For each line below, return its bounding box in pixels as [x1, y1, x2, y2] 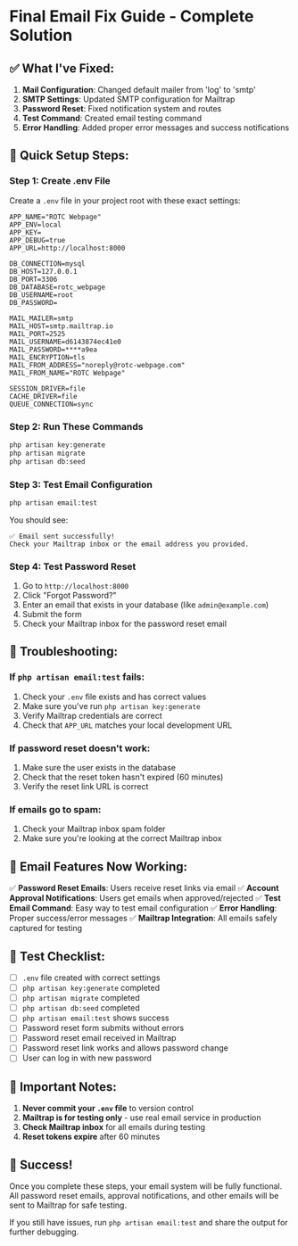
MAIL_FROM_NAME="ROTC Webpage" [9, 368, 126, 377]
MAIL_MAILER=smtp [9, 314, 74, 323]
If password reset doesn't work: [9, 742, 151, 755]
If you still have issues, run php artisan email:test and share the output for [9, 1217, 288, 1228]
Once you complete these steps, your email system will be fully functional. [9, 1181, 283, 1192]
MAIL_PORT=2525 [9, 329, 66, 338]
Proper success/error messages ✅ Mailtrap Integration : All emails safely [9, 912, 278, 924]
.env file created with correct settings [21, 972, 161, 983]
